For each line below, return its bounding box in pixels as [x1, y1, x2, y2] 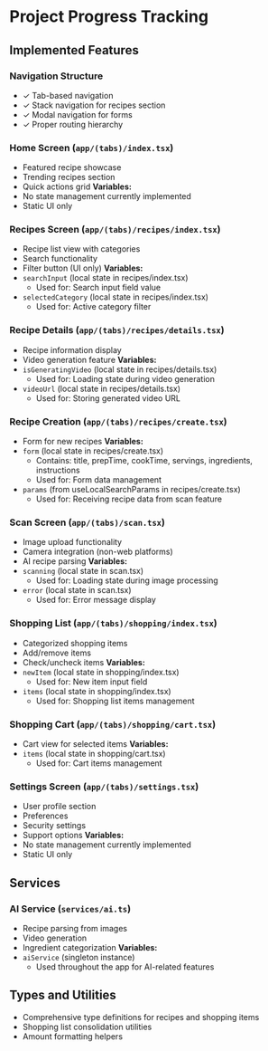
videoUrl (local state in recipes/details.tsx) [22, 383, 181, 394]
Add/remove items [22, 647, 92, 658]
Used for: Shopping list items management [35, 695, 196, 706]
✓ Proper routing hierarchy [22, 119, 124, 129]
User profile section [22, 801, 97, 812]
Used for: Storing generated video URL [35, 392, 180, 404]
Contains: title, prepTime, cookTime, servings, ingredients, [35, 455, 253, 466]
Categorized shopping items [22, 637, 128, 648]
